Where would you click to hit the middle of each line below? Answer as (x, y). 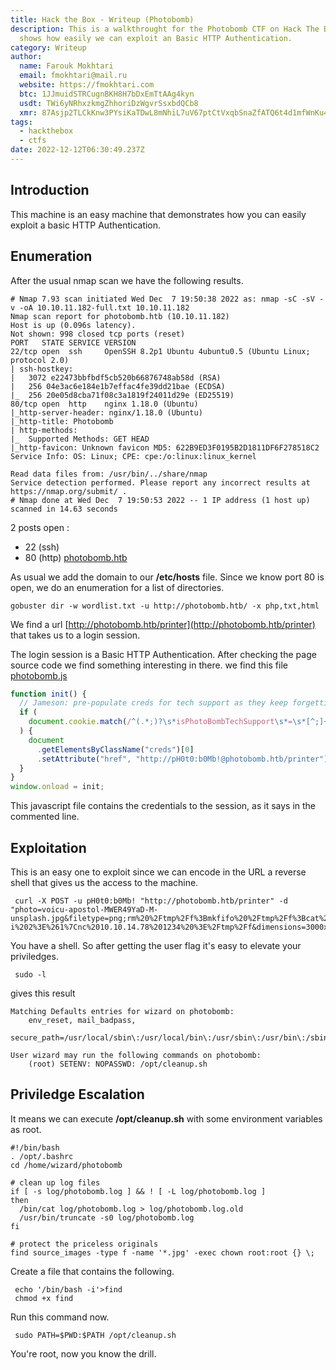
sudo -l (30, 974)
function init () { (48, 694)
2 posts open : (40, 527)
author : (26, 57)
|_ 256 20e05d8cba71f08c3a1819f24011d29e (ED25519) (122, 395)
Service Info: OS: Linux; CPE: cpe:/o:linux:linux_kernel (133, 456)
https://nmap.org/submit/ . (69, 491)
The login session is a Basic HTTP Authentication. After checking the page (163, 654)
